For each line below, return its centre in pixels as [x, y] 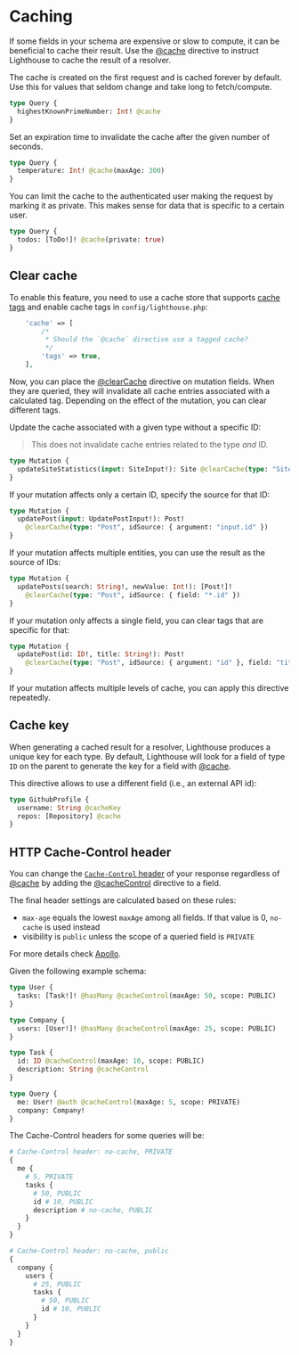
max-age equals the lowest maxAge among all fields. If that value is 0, [145, 918]
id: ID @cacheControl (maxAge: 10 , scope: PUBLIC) [111, 1061]
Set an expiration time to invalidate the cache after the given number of [139, 136]
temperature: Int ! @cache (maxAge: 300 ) [91, 171]
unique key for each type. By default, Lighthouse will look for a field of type [147, 756]
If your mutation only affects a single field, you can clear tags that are [137, 620]
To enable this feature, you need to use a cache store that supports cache [145, 297]
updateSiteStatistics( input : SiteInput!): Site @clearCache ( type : [143, 469]
